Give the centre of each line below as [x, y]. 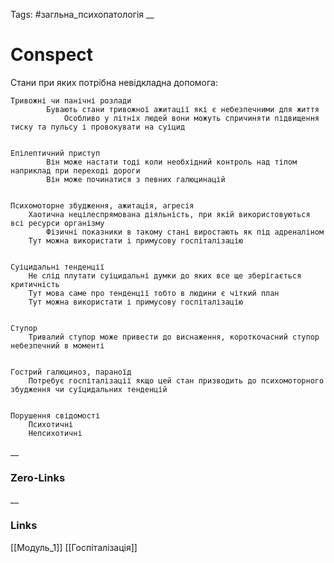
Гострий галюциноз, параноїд [71, 372]
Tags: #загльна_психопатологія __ [82, 14]
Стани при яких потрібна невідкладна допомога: [114, 82]
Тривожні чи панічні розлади [71, 100]
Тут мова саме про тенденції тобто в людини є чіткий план [154, 293]
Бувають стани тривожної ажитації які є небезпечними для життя [183, 109]
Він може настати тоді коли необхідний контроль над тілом [172, 162]
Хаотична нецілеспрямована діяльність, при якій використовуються [169, 214]
